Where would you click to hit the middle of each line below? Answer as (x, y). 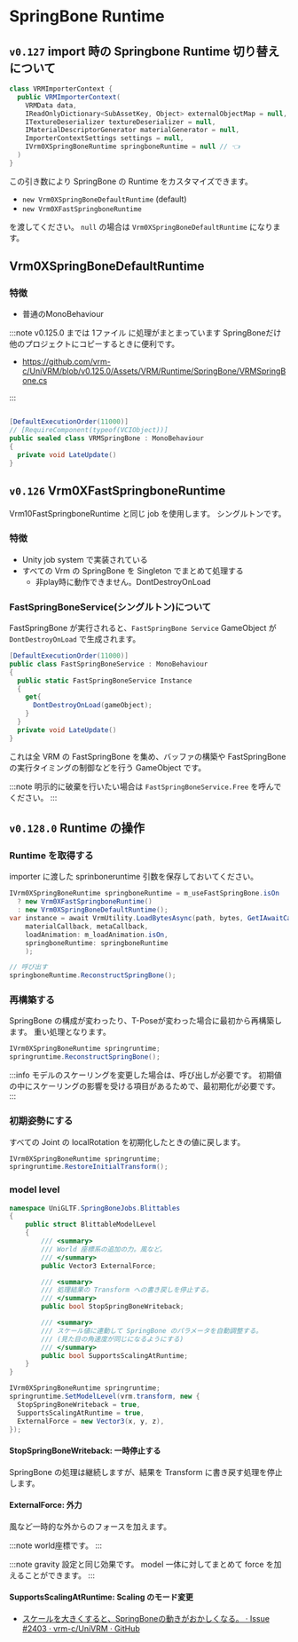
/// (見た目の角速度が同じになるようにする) (113, 1339)
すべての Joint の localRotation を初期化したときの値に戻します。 (127, 1141)
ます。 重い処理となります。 (60, 1032)
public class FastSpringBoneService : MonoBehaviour (109, 664)
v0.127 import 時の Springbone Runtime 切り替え (145, 51)
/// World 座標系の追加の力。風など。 (104, 1249)
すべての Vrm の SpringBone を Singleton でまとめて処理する (133, 571)
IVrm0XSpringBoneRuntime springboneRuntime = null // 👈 (133, 147)
